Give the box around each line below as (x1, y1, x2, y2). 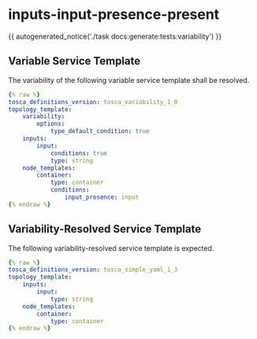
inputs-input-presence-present (8, 6, 220, 24)
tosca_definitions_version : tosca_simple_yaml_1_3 (8, 266, 178, 274)
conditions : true (50, 149, 108, 157)
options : (36, 120, 65, 128)
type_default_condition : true (50, 128, 150, 136)
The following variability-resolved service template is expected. (8, 243, 214, 253)
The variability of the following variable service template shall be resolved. (8, 75, 250, 84)
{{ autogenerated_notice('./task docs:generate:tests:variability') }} (8, 32, 222, 41)
